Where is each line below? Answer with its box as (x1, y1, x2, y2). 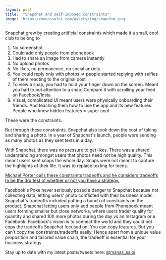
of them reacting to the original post (12, 76, 86, 82)
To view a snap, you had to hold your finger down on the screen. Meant (12, 82, 159, 87)
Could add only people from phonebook (12, 50, 94, 56)
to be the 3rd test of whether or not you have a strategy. (5, 177, 120, 183)
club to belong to (5, 35, 40, 41)
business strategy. (5, 240, 43, 246)
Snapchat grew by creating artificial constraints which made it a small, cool (5, 30, 159, 36)
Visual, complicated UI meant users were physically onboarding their (12, 97, 153, 103)
